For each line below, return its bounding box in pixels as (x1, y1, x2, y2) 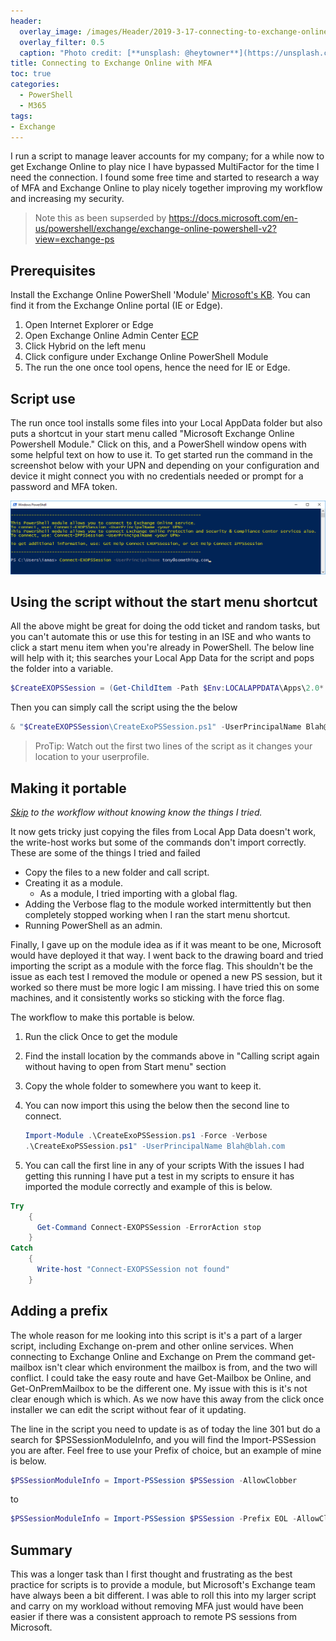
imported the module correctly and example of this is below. (24, 1180, 273, 1192)
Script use (10, 390, 76, 407)
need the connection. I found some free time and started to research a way (10, 171, 320, 184)
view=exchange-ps (34, 233, 115, 245)
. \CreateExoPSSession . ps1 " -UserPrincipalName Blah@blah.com (24, 1141, 286, 1151)
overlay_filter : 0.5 (19, 37, 105, 47)
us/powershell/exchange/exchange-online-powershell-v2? (34, 223, 277, 235)
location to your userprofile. (34, 751, 150, 763)
